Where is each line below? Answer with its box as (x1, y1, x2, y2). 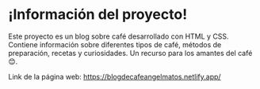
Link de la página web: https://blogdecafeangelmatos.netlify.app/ (8, 72, 221, 81)
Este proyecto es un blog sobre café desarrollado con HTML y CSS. (8, 32, 229, 41)
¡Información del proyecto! (8, 6, 188, 24)
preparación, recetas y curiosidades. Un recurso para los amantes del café (8, 48, 253, 57)
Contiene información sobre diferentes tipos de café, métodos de (8, 39, 222, 49)
